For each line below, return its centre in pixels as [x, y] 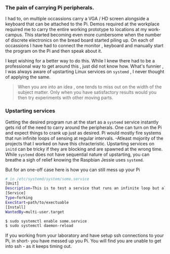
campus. [14, 35]
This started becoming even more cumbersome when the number [93, 35]
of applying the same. [28, 77]
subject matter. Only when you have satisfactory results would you [87, 92]
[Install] [16, 207]
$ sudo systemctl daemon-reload [39, 226]
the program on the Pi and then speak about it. [54, 51]
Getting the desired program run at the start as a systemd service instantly [82, 122]
